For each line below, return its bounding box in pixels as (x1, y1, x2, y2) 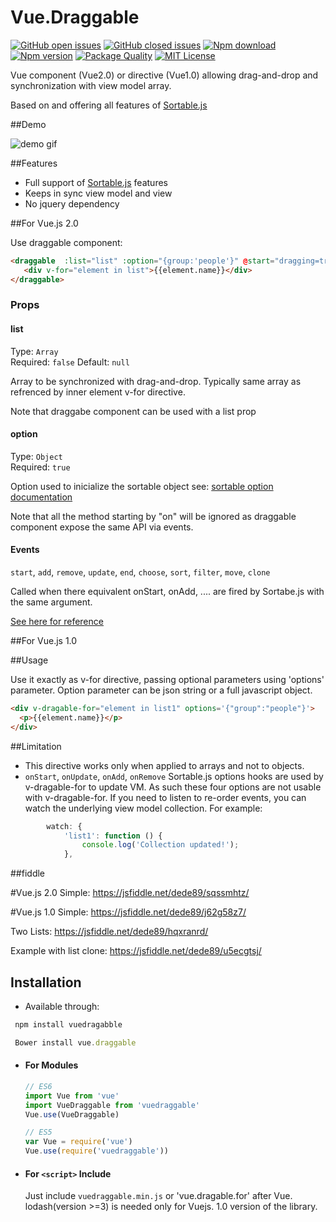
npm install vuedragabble (14, 1020, 123, 1030)
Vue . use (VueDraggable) (24, 1109, 120, 1120)
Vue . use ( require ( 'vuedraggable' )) (24, 1146, 169, 1156)
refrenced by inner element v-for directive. (10, 386, 186, 398)
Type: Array (10, 345, 59, 357)
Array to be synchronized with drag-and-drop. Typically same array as (10, 375, 302, 387)
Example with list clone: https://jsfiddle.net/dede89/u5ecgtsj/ (10, 945, 262, 957)
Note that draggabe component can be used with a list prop (10, 405, 257, 417)
